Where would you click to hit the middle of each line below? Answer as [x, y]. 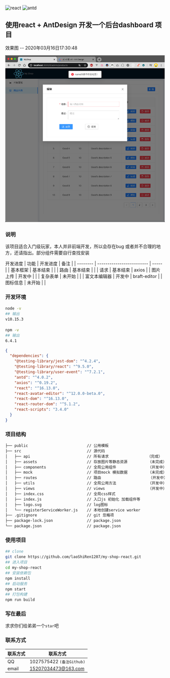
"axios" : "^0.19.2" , [36, 383]
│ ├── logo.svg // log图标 [57, 505]
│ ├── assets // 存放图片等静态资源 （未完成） [86, 462]
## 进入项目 [16, 562]
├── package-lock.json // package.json [63, 521]
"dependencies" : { [29, 356]
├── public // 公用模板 [57, 446]
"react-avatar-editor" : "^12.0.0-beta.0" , [60, 393]
